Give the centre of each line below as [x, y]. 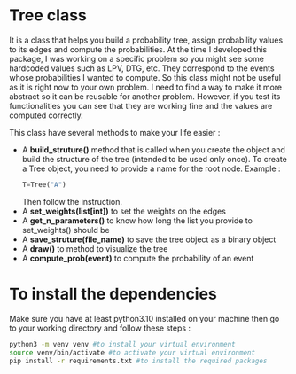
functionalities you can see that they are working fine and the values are [141, 105]
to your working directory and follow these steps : [100, 328]
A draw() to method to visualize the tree [95, 248]
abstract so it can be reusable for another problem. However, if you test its [145, 96]
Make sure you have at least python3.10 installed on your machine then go [144, 318]
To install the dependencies [113, 294]
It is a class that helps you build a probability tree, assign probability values [146, 40]
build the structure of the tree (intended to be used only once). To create [155, 159]
